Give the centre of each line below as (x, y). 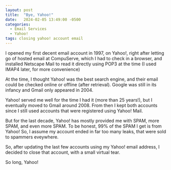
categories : (18, 24)
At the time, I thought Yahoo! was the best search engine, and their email (82, 79)
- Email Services (28, 29)
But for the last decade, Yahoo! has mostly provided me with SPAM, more (82, 120)
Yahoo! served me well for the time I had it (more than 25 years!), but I (79, 100)
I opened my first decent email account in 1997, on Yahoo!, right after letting (85, 53)
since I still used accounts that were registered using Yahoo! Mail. (74, 111)
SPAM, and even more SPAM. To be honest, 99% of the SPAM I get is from (83, 126)
